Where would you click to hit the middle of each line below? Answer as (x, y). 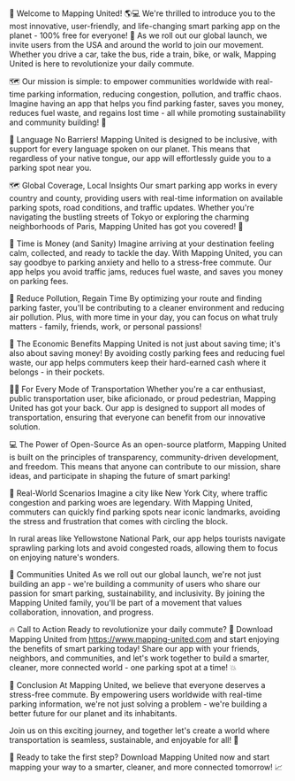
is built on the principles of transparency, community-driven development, (144, 457)
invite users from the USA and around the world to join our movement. (136, 45)
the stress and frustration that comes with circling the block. (118, 521)
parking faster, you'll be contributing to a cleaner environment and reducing (147, 308)
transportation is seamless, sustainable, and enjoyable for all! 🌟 (124, 740)
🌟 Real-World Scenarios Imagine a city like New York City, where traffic (138, 493)
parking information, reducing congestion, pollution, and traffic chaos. (155, 94)
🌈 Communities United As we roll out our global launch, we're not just (136, 574)
